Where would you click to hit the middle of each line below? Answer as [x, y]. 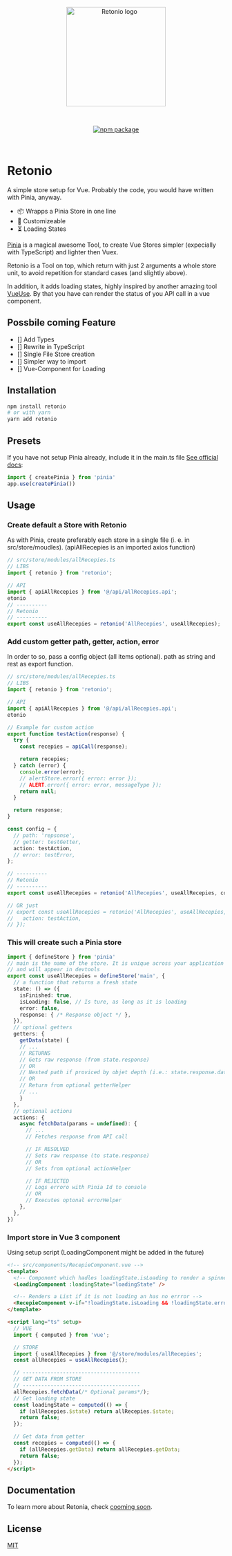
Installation [32, 391]
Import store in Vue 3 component [64, 1237]
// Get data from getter [49, 1437]
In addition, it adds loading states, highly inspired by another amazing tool [112, 286]
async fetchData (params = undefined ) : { [78, 1124]
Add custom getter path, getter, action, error [83, 641]
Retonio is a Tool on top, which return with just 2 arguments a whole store [112, 265]
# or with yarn [29, 413]
